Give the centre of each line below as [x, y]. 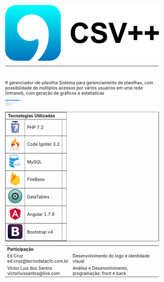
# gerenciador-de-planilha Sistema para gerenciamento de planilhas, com [79, 83]
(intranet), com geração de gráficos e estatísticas [55, 93]
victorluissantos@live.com [33, 273]
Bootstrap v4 [40, 232]
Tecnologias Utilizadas [31, 116]
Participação [20, 249]
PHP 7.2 [35, 127]
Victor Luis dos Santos [30, 268]
